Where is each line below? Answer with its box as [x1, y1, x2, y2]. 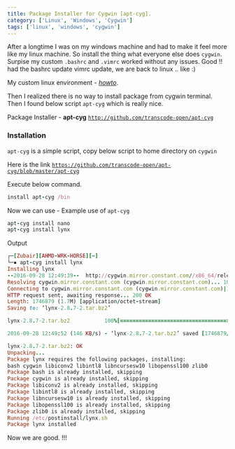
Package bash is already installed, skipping [7, 369, 142, 376]
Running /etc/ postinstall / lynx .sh [7, 415, 108, 422]
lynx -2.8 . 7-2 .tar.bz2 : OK [7, 342, 83, 349]
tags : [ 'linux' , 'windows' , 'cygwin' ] [7, 23, 120, 30]
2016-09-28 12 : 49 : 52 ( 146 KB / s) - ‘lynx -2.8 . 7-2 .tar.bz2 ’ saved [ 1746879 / [7, 330, 230, 337]
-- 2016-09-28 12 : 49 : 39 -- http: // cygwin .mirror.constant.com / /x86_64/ [7, 272, 218, 279]
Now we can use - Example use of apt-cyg [7, 206, 130, 215]
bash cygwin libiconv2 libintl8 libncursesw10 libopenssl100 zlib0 [7, 362, 208, 369]
